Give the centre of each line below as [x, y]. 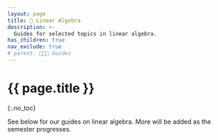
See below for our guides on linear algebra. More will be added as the [109, 122]
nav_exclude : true [34, 47]
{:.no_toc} [22, 107]
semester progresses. [39, 129]
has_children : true [36, 40]
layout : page [27, 14]
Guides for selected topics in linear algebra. [86, 34]
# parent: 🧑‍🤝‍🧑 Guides [39, 54]
